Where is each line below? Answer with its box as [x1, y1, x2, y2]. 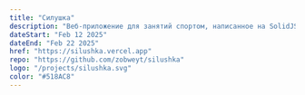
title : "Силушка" [9, 13, 75, 23]
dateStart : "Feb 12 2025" [9, 30, 107, 39]
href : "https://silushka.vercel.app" [9, 47, 152, 56]
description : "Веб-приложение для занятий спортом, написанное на [9, 22, 266, 31]
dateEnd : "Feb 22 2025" [9, 38, 100, 48]
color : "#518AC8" [9, 72, 75, 81]
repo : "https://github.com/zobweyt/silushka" [9, 55, 184, 64]
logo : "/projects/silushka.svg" [9, 64, 132, 73]
